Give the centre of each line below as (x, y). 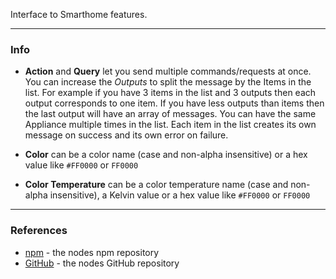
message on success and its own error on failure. (126, 135)
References (39, 231)
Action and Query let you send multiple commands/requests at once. (168, 71)
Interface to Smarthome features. (79, 14)
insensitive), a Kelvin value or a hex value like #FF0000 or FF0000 (180, 195)
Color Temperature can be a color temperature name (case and (156, 185)
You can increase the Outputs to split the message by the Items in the (168, 82)
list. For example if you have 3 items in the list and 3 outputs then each (170, 93)
